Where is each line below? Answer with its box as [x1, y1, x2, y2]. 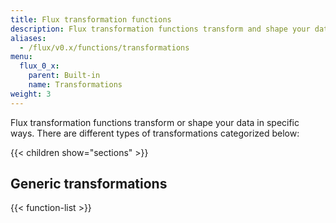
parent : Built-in [28, 71, 101, 81]
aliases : [10, 33, 47, 43]
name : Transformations [28, 80, 123, 90]
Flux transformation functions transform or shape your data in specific [10, 116, 300, 128]
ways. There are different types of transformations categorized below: [10, 127, 300, 139]
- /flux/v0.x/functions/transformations [19, 42, 190, 53]
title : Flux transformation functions [10, 14, 172, 25]
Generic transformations [10, 176, 168, 193]
